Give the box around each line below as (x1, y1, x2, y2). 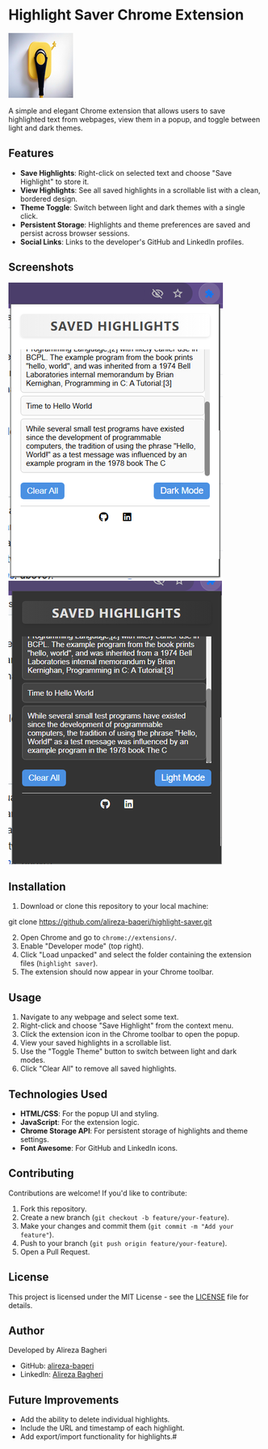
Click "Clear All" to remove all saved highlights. (19, 1063, 177, 1074)
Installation (8, 880, 66, 893)
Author (8, 1324, 44, 1338)
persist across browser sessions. (19, 228, 131, 238)
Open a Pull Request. (19, 1247, 90, 1256)
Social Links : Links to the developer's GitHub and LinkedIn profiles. (19, 237, 245, 246)
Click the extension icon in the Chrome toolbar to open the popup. (19, 1029, 241, 1039)
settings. (19, 1135, 50, 1144)
